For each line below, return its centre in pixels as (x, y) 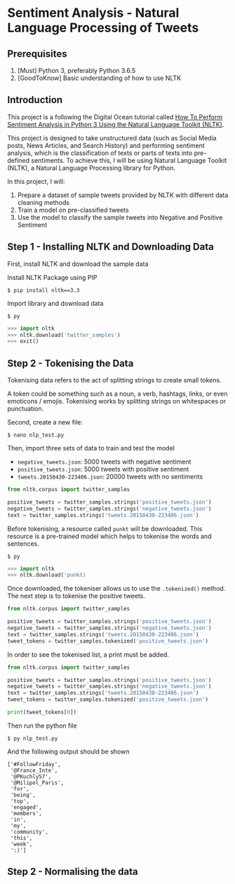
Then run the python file (42, 725)
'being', (23, 795)
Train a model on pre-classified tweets (73, 210)
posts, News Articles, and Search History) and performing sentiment (106, 145)
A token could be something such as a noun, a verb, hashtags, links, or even (117, 394)
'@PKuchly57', (31, 777)
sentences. (23, 543)
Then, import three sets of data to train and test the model (91, 448)
